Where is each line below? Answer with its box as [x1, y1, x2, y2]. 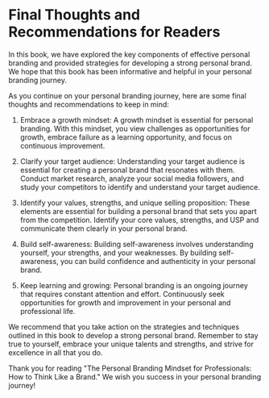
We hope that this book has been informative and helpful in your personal [8, 66, 252, 76]
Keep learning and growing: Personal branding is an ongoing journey [19, 280, 248, 290]
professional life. [19, 306, 76, 316]
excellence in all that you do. [8, 347, 103, 357]
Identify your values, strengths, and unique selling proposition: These [19, 198, 250, 207]
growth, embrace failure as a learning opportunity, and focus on [19, 132, 232, 142]
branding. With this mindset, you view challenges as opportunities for [19, 124, 250, 133]
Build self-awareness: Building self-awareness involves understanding [19, 239, 254, 249]
